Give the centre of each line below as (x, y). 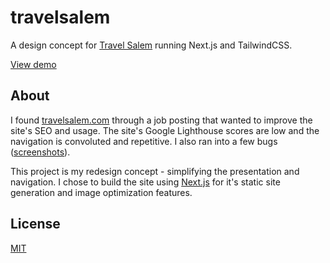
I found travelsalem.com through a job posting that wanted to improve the (161, 120)
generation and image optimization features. (101, 192)
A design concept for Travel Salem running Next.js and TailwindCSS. (151, 45)
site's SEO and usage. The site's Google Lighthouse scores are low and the (165, 130)
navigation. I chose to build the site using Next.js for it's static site (145, 182)
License (35, 224)
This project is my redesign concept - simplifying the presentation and (155, 171)
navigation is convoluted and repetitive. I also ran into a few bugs (144, 141)
